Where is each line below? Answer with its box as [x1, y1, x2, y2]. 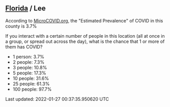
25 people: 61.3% [12, 81, 50, 87]
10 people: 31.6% [12, 75, 49, 81]
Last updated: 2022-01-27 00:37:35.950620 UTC [5, 96, 109, 102]
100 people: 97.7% [12, 86, 52, 92]
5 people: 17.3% [12, 70, 47, 76]
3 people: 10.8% [12, 64, 47, 70]
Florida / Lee [5, 4, 46, 13]
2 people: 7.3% [12, 59, 45, 65]
